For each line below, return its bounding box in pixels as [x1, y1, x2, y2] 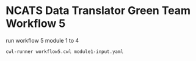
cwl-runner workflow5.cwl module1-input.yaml [5, 48, 123, 55]
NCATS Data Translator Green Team [5, 4, 191, 18]
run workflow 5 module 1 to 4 [5, 37, 79, 44]
